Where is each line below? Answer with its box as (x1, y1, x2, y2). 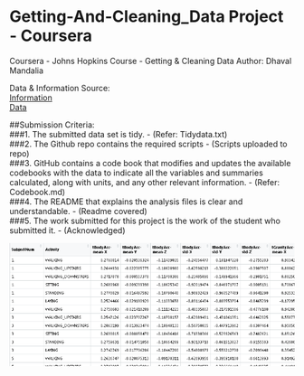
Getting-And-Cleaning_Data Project (9, 6, 284, 27)
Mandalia (9, 65, 43, 76)
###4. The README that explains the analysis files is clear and (9, 196, 243, 207)
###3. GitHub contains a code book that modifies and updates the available (9, 157, 291, 168)
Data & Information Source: (9, 82, 110, 93)
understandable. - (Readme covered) (9, 205, 147, 216)
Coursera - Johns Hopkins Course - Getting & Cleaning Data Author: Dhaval (9, 55, 292, 66)
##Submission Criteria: (9, 119, 95, 130)
